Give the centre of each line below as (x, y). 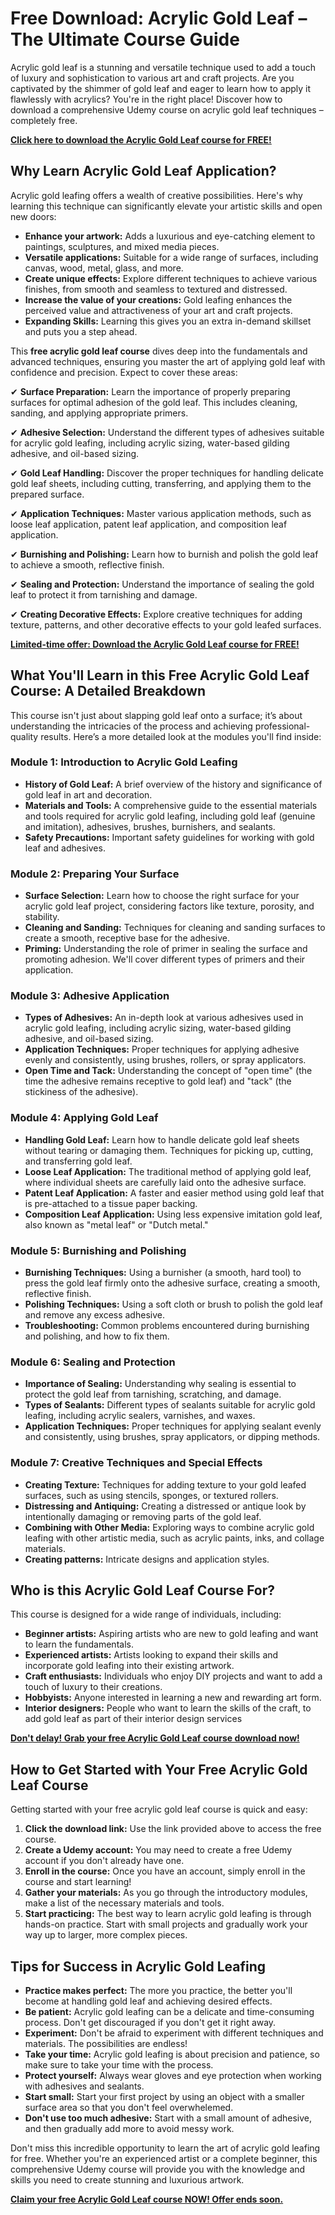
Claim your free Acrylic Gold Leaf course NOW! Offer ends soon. (147, 2199)
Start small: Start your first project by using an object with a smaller (164, 2097)
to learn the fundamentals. (79, 1644)
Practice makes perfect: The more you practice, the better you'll (158, 1991)
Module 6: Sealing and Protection (93, 1362)
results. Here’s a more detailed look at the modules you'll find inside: (181, 736)
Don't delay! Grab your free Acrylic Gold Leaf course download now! (155, 1738)
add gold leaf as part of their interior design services (133, 1719)
